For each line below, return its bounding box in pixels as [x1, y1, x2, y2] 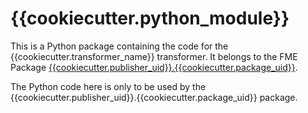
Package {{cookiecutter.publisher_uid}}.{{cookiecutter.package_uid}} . [10, 61, 298, 73]
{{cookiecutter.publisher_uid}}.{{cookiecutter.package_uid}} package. [10, 91, 298, 103]
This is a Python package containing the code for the [10, 40, 229, 52]
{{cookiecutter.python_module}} [10, 7, 290, 30]
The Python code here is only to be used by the [10, 80, 207, 92]
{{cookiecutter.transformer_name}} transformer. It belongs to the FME [10, 50, 298, 62]
